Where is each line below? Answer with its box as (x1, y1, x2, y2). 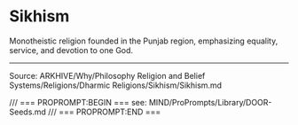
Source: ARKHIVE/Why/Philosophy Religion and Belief (9, 70, 206, 81)
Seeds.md (9, 106, 47, 117)
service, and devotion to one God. (9, 44, 134, 55)
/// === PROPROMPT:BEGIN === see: (9, 97, 147, 107)
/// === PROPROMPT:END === (48, 106, 161, 117)
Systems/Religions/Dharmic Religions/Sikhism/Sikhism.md (9, 80, 223, 90)
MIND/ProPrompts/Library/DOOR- (148, 97, 272, 107)
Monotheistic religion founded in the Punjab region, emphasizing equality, (9, 35, 278, 46)
